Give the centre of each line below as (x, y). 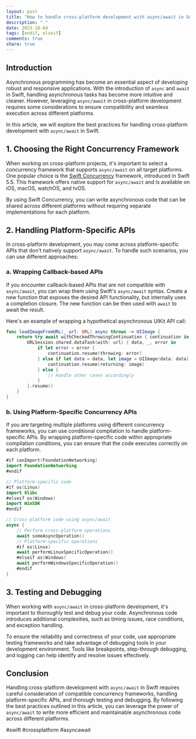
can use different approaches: (42, 257)
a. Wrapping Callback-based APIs (55, 272)
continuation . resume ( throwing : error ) (95, 354)
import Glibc (22, 492)
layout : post (22, 11)
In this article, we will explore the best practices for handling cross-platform (97, 124)
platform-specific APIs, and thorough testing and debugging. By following (94, 700)
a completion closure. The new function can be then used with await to (91, 303)
